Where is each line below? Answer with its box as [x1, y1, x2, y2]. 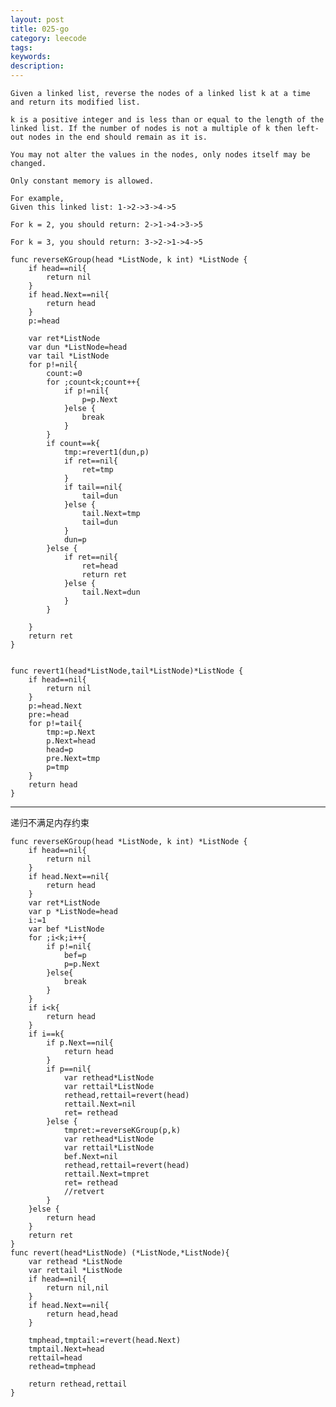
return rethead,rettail [28, 1379, 128, 1389]
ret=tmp [81, 465, 114, 475]
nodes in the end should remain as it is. [28, 132, 208, 142]
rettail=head [28, 1353, 83, 1363]
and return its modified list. [10, 97, 141, 107]
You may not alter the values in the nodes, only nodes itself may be [10, 150, 311, 160]
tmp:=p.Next [46, 727, 97, 737]
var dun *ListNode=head [28, 342, 128, 352]
